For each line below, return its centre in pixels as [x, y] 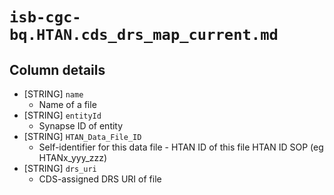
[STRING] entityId [62, 115]
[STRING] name [53, 94]
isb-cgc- [45, 17]
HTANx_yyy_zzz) [73, 157]
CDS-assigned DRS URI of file [100, 179]
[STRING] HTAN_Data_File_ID [82, 136]
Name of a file [67, 104]
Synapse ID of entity [81, 126]
